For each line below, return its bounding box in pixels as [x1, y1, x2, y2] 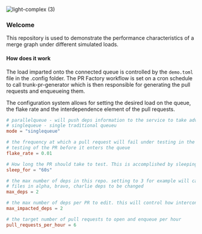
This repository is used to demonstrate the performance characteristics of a [6, 34, 194, 42]
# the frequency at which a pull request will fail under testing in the [6, 139, 195, 145]
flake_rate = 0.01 [6, 150, 52, 156]
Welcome [6, 21, 35, 29]
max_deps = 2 [6, 189, 39, 195]
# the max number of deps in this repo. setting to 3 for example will [6, 178, 189, 184]
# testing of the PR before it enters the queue [6, 145, 130, 151]
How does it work [6, 54, 51, 62]
